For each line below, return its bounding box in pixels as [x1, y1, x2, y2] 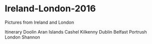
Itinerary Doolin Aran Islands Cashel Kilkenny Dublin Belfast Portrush [5, 29, 147, 35]
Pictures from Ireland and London [5, 19, 74, 25]
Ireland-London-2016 [5, 3, 96, 14]
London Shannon [5, 34, 41, 40]
